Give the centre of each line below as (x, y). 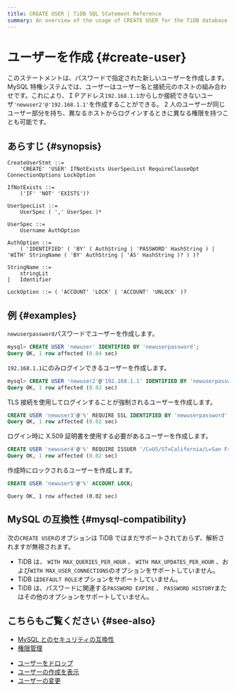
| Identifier (29, 280)
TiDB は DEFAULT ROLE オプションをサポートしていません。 (99, 579)
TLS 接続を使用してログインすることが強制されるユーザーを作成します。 (112, 402)
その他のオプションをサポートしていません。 (88, 596)
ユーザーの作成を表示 (48, 671)
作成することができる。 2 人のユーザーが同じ (160, 104)
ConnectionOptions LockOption (52, 175)
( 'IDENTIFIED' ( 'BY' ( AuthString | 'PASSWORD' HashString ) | (118, 249)
